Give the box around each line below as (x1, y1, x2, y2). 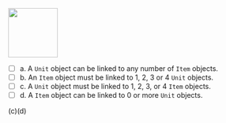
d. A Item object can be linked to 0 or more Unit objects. (19, 91, 203, 100)
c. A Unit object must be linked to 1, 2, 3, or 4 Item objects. (19, 82, 211, 91)
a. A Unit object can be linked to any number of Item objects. (19, 64, 219, 73)
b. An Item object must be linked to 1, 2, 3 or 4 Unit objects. (19, 73, 214, 82)
